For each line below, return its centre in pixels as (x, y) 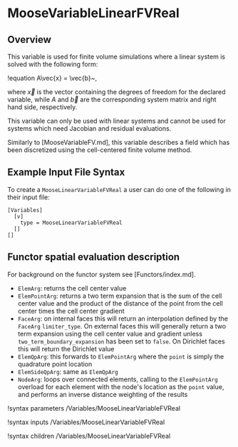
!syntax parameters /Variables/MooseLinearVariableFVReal (94, 408)
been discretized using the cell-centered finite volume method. (100, 150)
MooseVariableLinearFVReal (93, 13)
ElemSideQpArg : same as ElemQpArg (68, 371)
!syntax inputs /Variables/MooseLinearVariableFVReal (86, 422)
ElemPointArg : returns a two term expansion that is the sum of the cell (120, 296)
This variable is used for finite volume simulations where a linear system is (117, 56)
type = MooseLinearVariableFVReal (71, 223)
